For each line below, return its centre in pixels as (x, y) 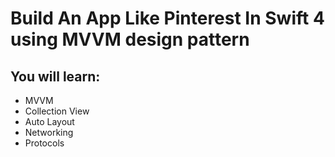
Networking (49, 132)
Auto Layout (49, 121)
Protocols (44, 143)
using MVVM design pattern (130, 39)
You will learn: (55, 76)
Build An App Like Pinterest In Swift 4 (167, 18)
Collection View (57, 111)
